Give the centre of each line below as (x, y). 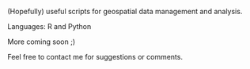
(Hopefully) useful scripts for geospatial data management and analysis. (125, 11)
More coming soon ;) (42, 42)
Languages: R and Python (49, 26)
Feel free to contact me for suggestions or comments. (95, 57)
